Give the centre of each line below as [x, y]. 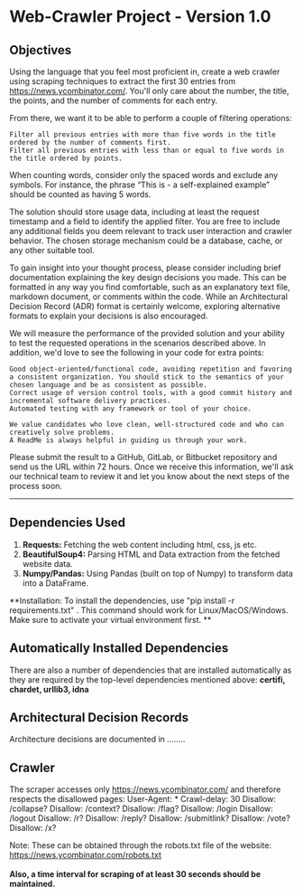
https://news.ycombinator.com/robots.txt [86, 855]
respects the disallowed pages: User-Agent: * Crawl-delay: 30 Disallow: [143, 799]
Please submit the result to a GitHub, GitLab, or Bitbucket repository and [143, 457]
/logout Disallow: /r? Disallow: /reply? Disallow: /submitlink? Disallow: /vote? [150, 818]
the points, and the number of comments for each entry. [114, 100]
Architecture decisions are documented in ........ [97, 740]
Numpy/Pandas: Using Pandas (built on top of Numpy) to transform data [157, 573]
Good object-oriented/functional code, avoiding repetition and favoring [151, 369]
